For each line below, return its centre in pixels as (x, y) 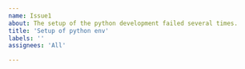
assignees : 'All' (37, 46)
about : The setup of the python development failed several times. (123, 23)
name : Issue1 (30, 16)
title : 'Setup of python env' (59, 30)
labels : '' (26, 38)
